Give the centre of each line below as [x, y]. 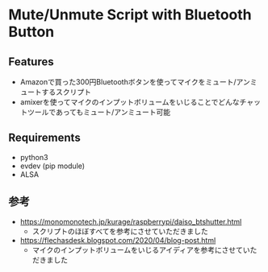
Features [31, 62]
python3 [34, 157]
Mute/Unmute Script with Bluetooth [130, 15]
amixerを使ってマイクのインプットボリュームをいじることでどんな [130, 102]
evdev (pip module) [52, 166]
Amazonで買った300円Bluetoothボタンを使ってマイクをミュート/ [128, 82]
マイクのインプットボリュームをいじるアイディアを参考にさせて [138, 249]
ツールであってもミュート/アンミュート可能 [99, 112]
